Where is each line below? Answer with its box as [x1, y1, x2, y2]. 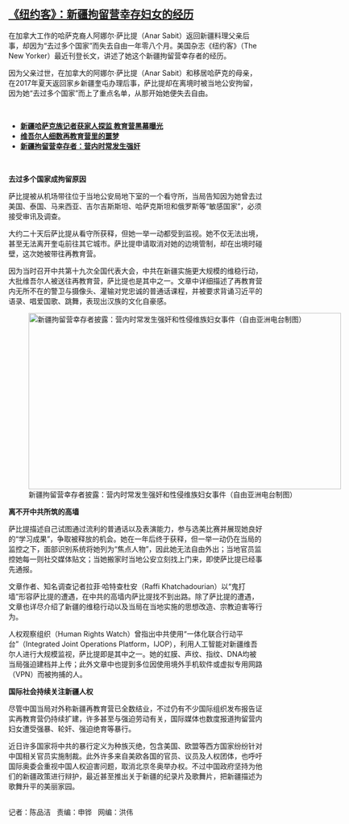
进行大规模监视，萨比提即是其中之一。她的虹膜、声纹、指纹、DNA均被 [22, 649, 257, 658]
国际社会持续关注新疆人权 [8, 686, 93, 696]
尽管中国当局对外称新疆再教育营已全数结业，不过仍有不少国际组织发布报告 [8, 704, 256, 713]
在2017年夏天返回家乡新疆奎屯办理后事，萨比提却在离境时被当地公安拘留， [8, 78, 257, 87]
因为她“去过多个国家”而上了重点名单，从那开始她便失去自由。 [8, 88, 213, 98]
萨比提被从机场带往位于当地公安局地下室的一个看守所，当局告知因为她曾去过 [8, 191, 263, 200]
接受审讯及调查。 [8, 211, 65, 221]
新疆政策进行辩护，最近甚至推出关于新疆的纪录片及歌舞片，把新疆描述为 [22, 771, 263, 781]
